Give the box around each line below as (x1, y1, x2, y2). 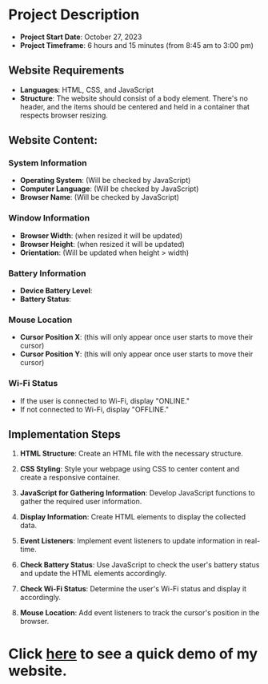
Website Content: (8, 133, 98, 147)
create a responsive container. (19, 473, 121, 483)
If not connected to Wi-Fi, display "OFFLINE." (19, 404, 170, 414)
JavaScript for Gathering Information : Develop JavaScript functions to (19, 488, 255, 498)
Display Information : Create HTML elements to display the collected (19, 512, 246, 522)
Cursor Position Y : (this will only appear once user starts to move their (19, 349, 254, 359)
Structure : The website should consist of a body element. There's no (19, 93, 248, 103)
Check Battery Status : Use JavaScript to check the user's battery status (19, 560, 260, 570)
